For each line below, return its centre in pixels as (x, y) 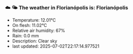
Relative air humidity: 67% (39, 30)
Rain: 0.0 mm (26, 36)
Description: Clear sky (35, 41)
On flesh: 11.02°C (29, 26)
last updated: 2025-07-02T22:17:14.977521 (56, 46)
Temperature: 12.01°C (34, 20)
